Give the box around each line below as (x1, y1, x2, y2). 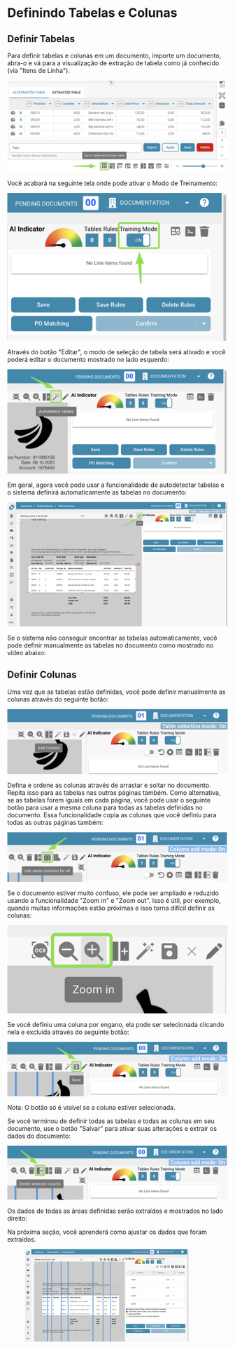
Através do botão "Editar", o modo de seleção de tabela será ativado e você (7, 348, 226, 356)
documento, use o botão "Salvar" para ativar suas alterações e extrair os (7, 1124, 218, 1132)
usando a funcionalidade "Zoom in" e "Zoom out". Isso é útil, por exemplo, (7, 897, 222, 905)
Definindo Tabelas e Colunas (7, 5, 178, 21)
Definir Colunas (7, 669, 77, 681)
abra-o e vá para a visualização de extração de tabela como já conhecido (7, 59, 220, 67)
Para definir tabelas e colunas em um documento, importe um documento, (7, 51, 222, 60)
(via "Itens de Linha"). (7, 67, 70, 74)
